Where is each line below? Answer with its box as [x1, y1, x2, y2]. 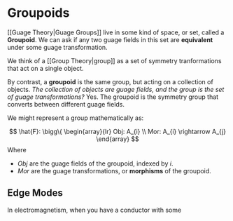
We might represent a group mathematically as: [7, 114, 144, 122]
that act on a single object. [7, 64, 84, 72]
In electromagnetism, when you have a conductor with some [7, 206, 182, 214]
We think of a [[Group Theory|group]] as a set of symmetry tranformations [7, 56, 222, 65]
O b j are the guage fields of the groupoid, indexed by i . [17, 159, 174, 168]
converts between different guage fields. [7, 100, 125, 108]
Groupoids [7, 5, 70, 21]
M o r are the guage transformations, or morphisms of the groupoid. [17, 166, 211, 175]
